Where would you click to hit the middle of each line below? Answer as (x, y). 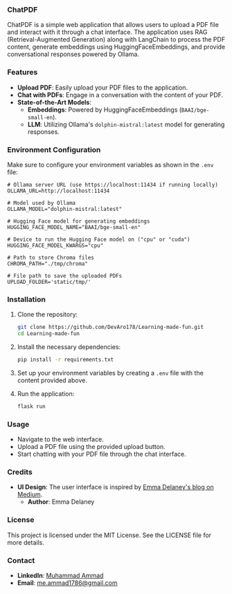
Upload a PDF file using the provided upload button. (91, 446)
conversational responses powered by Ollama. (73, 54)
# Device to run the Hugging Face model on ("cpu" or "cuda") (99, 239)
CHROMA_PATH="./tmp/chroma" (48, 264)
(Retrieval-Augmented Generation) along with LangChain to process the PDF (116, 40)
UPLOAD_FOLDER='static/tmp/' (49, 282)
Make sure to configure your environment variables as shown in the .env (110, 164)
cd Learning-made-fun (48, 334)
